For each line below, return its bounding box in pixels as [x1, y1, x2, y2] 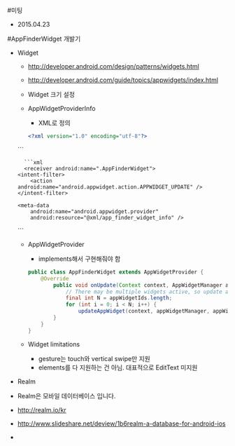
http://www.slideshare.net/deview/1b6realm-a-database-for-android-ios [17, 419, 226, 428]
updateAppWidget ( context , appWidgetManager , [78, 308, 210, 315]
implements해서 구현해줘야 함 [38, 255, 121, 263]
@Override [41, 275, 69, 282]
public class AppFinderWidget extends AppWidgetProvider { [27, 269, 204, 276]
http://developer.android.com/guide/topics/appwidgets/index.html [27, 76, 219, 84]
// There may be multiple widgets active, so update [65, 288, 222, 295]
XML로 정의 [38, 119, 71, 127]
